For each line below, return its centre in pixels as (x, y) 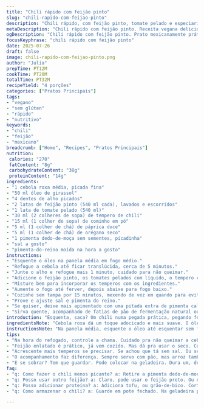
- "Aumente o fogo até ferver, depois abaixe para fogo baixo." (89, 289)
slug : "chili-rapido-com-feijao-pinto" (57, 18)
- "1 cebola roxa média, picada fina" (55, 187)
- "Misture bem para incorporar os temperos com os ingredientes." (93, 284)
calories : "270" (29, 159)
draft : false (23, 52)
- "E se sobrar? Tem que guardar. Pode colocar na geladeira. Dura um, (99, 363)
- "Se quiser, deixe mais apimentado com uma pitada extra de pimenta (97, 306)
